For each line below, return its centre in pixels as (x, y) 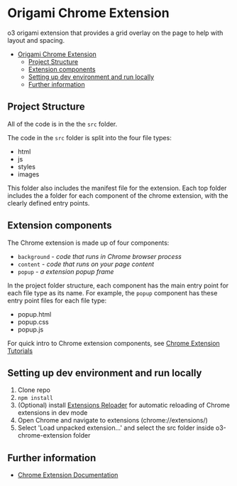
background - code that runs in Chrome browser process (100, 256)
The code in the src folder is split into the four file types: (89, 137)
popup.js (31, 329)
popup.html (34, 314)
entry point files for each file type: (57, 300)
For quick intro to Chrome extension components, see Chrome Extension (114, 343)
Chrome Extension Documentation (68, 475)
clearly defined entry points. (49, 203)
